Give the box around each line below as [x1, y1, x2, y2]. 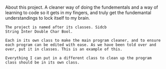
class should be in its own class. [5, 60, 80, 65]
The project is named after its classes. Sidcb [5, 25, 107, 30]
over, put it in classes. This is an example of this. [5, 47, 123, 52]
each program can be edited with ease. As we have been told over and [5, 42, 156, 47]
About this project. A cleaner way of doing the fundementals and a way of [5, 5, 158, 10]
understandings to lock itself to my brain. [5, 15, 90, 21]
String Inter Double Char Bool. [5, 29, 73, 34]
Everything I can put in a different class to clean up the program [5, 55, 152, 60]
